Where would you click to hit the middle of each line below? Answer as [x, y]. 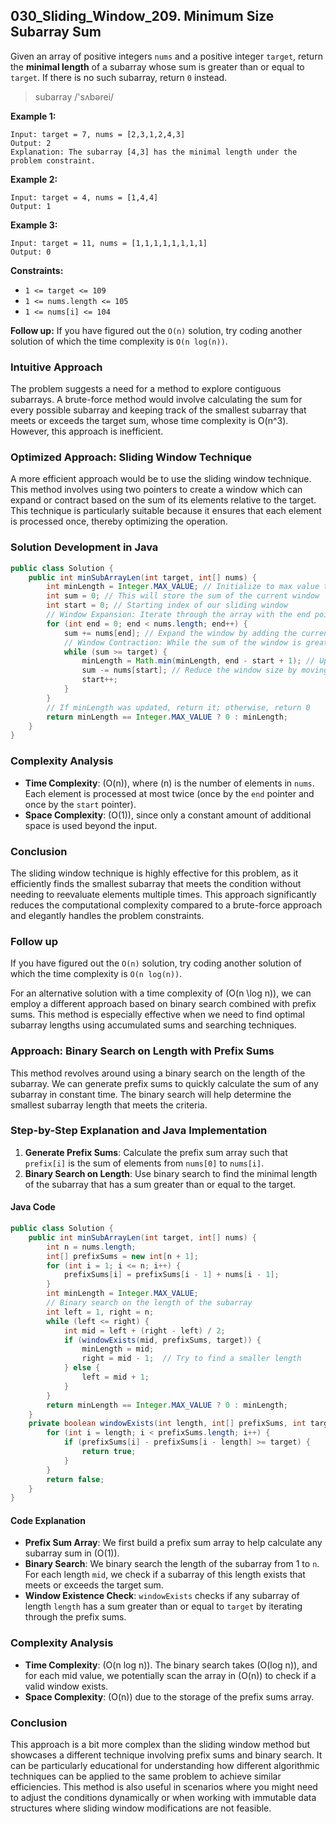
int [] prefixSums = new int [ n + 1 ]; [122, 1256]
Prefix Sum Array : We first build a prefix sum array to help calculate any [173, 1543]
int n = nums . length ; [91, 1247]
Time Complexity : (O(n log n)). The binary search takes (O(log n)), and [171, 1665]
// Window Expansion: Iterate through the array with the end [178, 615]
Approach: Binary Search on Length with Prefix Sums [142, 1051]
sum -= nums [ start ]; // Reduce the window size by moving [205, 670]
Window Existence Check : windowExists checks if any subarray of [162, 1596]
